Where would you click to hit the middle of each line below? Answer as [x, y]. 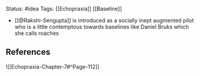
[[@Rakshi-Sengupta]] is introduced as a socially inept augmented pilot [104, 20]
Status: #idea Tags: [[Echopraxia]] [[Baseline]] [64, 9]
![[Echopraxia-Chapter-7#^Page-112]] [53, 66]
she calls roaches [37, 33]
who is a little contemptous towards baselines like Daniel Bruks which [102, 27]
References [28, 52]
